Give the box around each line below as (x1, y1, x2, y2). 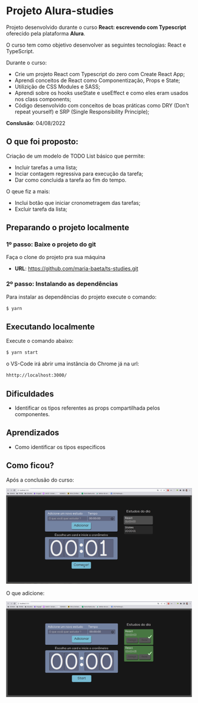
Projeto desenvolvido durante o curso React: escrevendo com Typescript (6, 24, 187, 31)
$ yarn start (6, 349, 38, 355)
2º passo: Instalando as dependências (6, 280, 118, 288)
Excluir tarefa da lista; (14, 205, 68, 212)
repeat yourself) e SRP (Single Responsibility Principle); (14, 108, 150, 115)
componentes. (14, 410, 50, 417)
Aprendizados (6, 428, 60, 438)
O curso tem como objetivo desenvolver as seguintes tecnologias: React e (6, 41, 186, 48)
